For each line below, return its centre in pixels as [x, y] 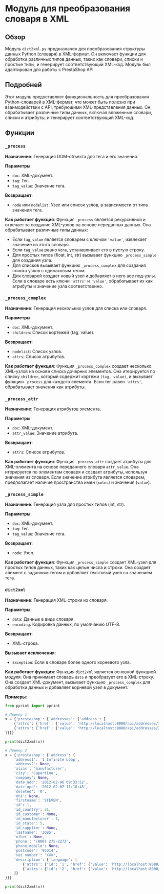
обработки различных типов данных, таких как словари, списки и [74, 59]
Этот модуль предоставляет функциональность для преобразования [77, 96]
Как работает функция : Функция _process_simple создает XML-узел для [81, 562]
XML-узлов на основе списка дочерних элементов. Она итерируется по [80, 371]
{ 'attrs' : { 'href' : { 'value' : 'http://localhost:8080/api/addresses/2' [88, 728]
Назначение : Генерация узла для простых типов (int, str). [65, 504]
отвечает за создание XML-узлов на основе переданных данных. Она [78, 224]
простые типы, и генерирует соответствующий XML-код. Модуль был [78, 64]
